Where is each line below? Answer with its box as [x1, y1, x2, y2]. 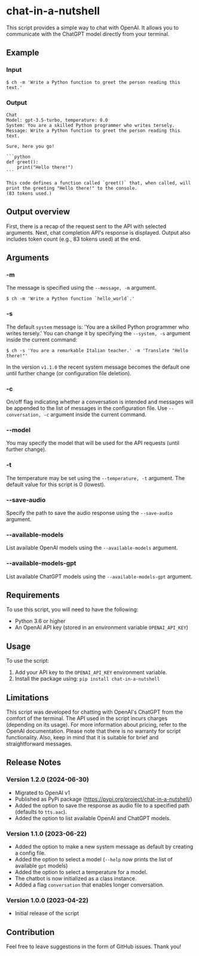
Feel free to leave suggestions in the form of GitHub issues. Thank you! [6, 943, 181, 950]
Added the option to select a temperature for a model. [14, 868, 148, 875]
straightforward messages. [6, 740, 73, 747]
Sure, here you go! [6, 143, 55, 149]
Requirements [6, 590, 60, 600]
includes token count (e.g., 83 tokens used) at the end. [6, 235, 142, 242]
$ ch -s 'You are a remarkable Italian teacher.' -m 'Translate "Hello [6, 347, 188, 354]
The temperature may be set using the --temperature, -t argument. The [6, 474, 185, 481]
